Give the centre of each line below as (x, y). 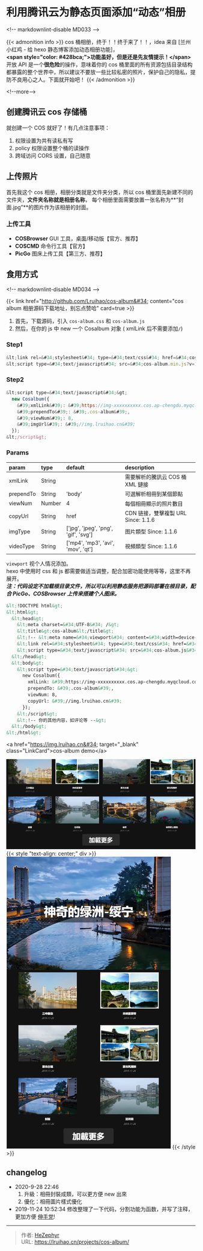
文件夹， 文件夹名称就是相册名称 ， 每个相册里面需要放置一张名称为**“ (92, 199)
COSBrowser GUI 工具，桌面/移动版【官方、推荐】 (78, 238)
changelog (27, 1172)
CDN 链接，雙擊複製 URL (156, 513)
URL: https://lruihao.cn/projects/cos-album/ (75, 1241)
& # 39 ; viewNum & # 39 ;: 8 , (45, 418)
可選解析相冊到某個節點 (154, 494)
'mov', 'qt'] (79, 550)
